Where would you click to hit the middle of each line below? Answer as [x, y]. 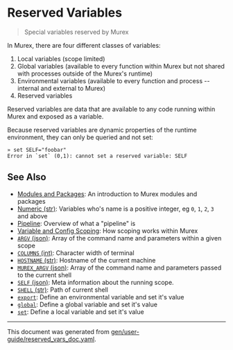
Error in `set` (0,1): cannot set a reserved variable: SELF [97, 156]
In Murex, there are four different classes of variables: [84, 45]
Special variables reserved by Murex [76, 32]
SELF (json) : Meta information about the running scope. [96, 282]
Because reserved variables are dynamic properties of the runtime [102, 130]
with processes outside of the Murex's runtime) [85, 73]
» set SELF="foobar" [37, 150]
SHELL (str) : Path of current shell [63, 290]
